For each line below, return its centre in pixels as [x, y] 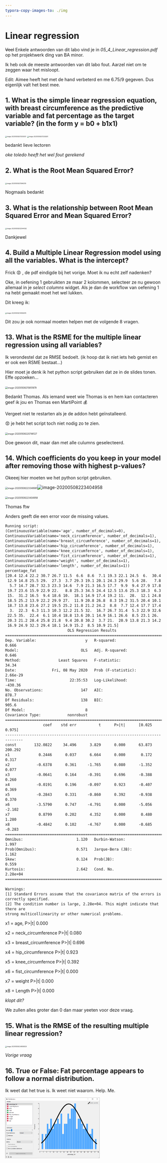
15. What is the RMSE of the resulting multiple [77, 1025]
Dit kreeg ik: [17, 302]
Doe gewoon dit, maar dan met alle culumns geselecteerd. [65, 442]
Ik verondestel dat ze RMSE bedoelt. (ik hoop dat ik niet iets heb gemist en [81, 357]
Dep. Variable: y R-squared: [61, 641]
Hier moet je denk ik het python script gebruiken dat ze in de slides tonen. [81, 372]
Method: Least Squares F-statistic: [63, 661]
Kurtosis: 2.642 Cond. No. [60, 870]
